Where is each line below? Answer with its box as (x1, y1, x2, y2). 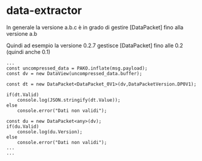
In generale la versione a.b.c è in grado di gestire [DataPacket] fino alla (6, 24, 184, 31)
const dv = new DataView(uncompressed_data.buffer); (6, 70, 143, 76)
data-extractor (6, 4, 82, 18)
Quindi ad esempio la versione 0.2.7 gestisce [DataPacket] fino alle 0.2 (6, 42, 183, 49)
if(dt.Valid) (6, 91, 39, 97)
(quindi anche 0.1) (6, 48, 50, 55)
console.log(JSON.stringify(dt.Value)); (17, 97, 121, 103)
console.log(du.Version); (17, 128, 83, 135)
